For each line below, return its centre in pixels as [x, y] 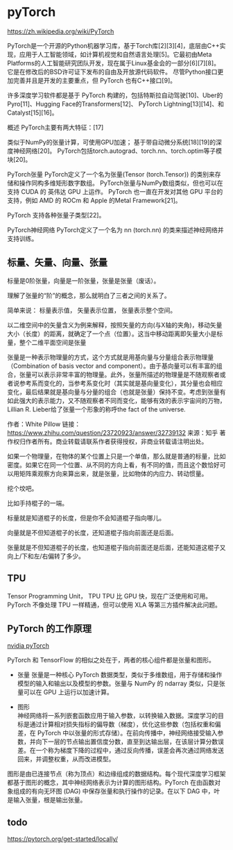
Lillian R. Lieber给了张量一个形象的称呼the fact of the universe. [96, 409]
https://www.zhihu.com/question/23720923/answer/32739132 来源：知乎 [113, 432]
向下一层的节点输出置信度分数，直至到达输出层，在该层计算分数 [127, 742]
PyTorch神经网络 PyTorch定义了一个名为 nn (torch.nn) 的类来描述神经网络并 [115, 229]
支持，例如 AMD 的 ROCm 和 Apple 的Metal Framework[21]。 [94, 200]
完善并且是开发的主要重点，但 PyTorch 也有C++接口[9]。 [95, 80]
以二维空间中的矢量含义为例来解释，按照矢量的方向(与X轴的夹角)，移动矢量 [115, 325]
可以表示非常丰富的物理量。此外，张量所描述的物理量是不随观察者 [125, 374]
